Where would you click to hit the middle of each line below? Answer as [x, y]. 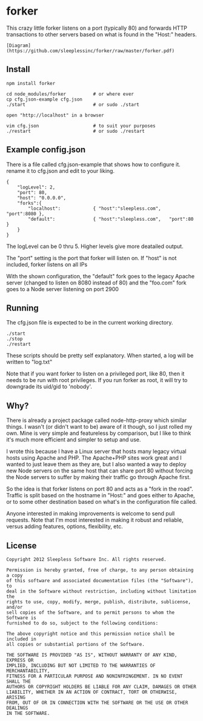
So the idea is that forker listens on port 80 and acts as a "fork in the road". [100, 489]
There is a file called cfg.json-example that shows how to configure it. [93, 164]
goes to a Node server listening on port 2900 [63, 289]
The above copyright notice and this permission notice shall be [90, 634]
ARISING [16, 697]
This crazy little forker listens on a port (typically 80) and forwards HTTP [97, 28]
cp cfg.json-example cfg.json [45, 99]
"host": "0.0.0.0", [42, 198]
